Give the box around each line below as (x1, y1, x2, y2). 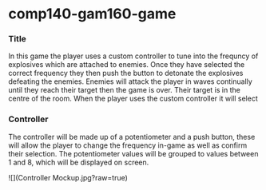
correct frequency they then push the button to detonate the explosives (8, 69, 244, 78)
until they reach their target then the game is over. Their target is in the (8, 85, 241, 95)
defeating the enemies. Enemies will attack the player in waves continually (8, 77, 253, 86)
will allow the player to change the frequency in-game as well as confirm (8, 141, 248, 150)
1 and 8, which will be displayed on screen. (8, 157, 149, 167)
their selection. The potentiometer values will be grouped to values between (8, 148, 259, 158)
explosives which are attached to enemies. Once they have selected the (8, 60, 245, 69)
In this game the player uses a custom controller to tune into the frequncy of (8, 51, 259, 61)
